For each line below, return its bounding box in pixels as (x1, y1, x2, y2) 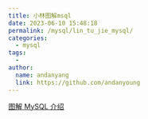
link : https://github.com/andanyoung (15, 78, 141, 86)
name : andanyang (15, 71, 69, 79)
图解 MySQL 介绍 (8, 101, 65, 111)
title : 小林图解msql (8, 11, 72, 20)
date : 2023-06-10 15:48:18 (8, 19, 98, 27)
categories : (8, 34, 48, 42)
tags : (8, 49, 26, 57)
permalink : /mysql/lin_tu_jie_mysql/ (8, 26, 134, 34)
